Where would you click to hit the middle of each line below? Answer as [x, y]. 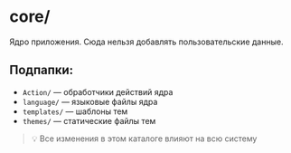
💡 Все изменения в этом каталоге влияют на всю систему [144, 139]
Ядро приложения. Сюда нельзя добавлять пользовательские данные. [146, 42]
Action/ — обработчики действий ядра [98, 91]
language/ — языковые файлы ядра [90, 101]
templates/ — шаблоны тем [75, 111]
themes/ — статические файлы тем [89, 120]
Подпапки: [42, 70]
